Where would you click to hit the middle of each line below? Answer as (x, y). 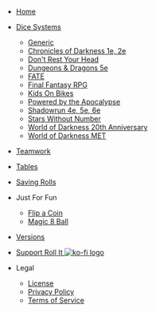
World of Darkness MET (67, 136)
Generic (41, 42)
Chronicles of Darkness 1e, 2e (77, 51)
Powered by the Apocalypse (74, 102)
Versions (30, 237)
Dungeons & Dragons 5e (68, 68)
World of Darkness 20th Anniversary (88, 127)
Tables (27, 166)
